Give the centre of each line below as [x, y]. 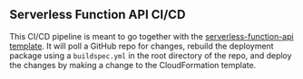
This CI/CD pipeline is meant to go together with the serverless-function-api [151, 36]
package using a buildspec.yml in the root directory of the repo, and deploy [151, 55]
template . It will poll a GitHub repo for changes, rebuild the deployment [142, 46]
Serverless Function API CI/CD [98, 15]
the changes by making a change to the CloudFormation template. [133, 65]
